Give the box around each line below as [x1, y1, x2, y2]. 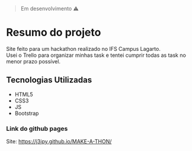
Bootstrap [14, 110, 39, 117]
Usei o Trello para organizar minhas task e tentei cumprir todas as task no [6, 52, 187, 59]
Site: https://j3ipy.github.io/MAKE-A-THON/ [6, 138, 112, 145]
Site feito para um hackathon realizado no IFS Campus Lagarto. [6, 45, 161, 52]
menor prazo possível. [6, 57, 61, 65]
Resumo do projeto [6, 26, 101, 39]
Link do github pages [6, 124, 68, 133]
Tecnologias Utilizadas [6, 75, 92, 85]
